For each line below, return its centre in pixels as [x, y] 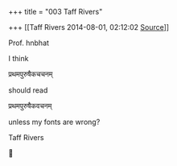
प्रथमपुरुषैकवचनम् [30, 106]
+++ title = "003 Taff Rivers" [56, 12]
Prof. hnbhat [29, 43]
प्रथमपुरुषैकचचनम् [31, 74]
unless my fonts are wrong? [54, 122]
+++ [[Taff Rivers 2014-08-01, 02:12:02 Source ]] [89, 27]
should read [28, 90]
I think [19, 58]
